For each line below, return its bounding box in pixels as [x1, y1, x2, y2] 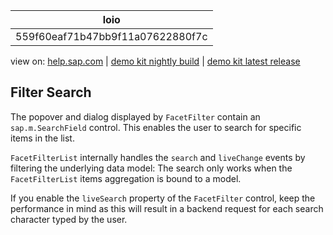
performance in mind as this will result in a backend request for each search [10, 202, 324, 214]
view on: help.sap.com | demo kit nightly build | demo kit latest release [10, 55, 301, 67]
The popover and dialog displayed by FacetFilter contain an [10, 110, 261, 123]
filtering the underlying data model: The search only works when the [10, 162, 293, 174]
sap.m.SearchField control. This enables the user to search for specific [10, 121, 302, 133]
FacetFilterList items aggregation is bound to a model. [10, 172, 242, 184]
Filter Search [10, 84, 92, 101]
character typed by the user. [10, 213, 128, 225]
